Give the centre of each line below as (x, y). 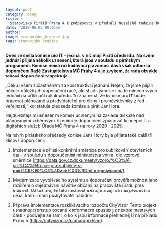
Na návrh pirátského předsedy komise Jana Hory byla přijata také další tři (79, 135)
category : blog (21, 14)
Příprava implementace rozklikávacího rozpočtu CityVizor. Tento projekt (84, 205)
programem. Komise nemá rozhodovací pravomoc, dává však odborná (78, 65)
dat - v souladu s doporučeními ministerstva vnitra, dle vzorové (76, 155)
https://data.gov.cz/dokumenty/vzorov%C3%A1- (83, 160)
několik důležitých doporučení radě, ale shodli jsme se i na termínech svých (81, 90)
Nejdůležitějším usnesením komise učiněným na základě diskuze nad (75, 115)
